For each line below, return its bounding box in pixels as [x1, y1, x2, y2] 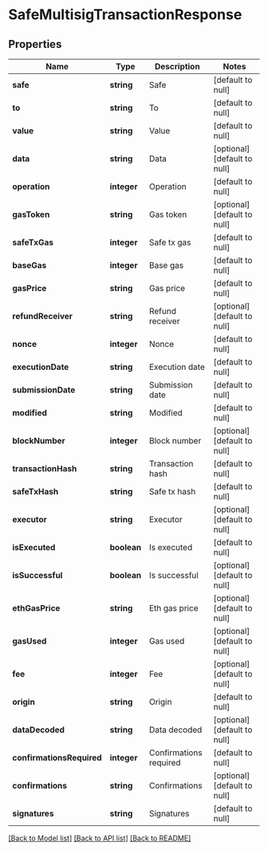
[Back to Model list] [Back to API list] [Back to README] [8, 833, 191, 843]
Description [154, 61, 201, 72]
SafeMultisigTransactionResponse [8, 6, 242, 24]
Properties [8, 37, 62, 51]
